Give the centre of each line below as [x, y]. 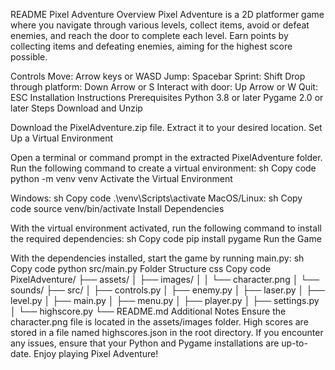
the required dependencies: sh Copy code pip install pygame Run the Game [166, 238]
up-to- [294, 343]
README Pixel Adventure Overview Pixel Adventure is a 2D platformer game [167, 14]
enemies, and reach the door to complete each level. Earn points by [149, 35]
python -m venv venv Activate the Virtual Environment [121, 178]
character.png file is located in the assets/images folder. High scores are [159, 322]
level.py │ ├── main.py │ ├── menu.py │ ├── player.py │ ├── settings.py [165, 300]
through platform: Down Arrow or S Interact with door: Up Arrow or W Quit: [164, 87]
